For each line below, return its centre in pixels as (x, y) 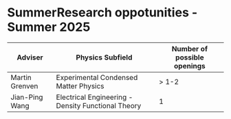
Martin (21, 77)
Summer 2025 (49, 27)
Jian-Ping (27, 97)
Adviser (30, 57)
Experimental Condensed (97, 77)
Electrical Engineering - (95, 97)
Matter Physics (80, 85)
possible (189, 57)
